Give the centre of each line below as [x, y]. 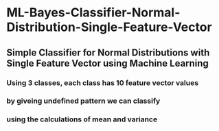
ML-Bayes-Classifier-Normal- [93, 13]
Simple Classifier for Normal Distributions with [108, 52]
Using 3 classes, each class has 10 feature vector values [103, 82]
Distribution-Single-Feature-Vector [109, 27]
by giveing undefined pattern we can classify [83, 101]
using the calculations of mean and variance [82, 119]
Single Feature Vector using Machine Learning [107, 63]
